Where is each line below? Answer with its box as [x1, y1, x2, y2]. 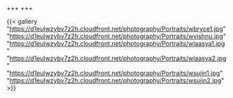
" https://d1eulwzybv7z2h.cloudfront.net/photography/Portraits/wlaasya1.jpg [6, 40, 225, 47]
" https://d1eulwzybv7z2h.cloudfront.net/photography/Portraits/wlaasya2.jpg [6, 54, 227, 63]
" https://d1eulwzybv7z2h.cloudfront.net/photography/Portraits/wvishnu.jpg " [6, 32, 227, 40]
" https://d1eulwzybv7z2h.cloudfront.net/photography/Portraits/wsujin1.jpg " [6, 69, 223, 77]
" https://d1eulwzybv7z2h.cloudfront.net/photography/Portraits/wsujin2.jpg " [6, 76, 225, 84]
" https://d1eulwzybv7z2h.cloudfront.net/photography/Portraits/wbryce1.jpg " [6, 25, 227, 33]
